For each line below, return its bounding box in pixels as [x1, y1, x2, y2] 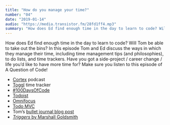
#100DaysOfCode [12, 87, 50, 93]
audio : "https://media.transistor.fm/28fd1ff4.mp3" [5, 21, 116, 27]
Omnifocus [12, 98, 36, 104]
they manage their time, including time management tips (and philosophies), [5, 51, 164, 57]
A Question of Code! [5, 67, 48, 73]
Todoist [12, 93, 29, 99]
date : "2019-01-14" [5, 17, 47, 22]
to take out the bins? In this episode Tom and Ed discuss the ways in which [5, 45, 161, 51]
